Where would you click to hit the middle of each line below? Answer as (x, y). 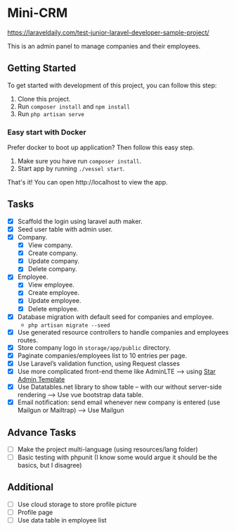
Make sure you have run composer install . (79, 161)
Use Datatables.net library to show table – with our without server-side (120, 387)
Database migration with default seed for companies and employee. (116, 317)
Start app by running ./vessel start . (71, 169)
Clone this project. (44, 99)
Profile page (35, 512)
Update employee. (55, 301)
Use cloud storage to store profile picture (77, 504)
